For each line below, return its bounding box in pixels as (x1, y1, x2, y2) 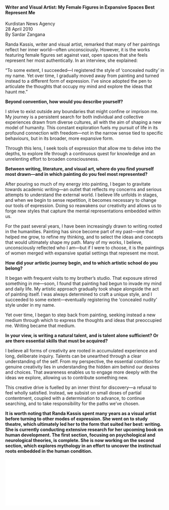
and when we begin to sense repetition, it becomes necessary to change (5, 197, 156, 203)
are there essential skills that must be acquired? (5, 338, 108, 344)
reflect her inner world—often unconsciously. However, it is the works (5, 47, 150, 53)
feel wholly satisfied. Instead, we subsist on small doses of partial (5, 390, 142, 396)
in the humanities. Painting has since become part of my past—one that (5, 229, 154, 235)
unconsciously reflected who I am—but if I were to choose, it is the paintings (5, 245, 164, 251)
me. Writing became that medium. (5, 322, 76, 329)
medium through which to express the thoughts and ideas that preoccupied (5, 317, 162, 323)
